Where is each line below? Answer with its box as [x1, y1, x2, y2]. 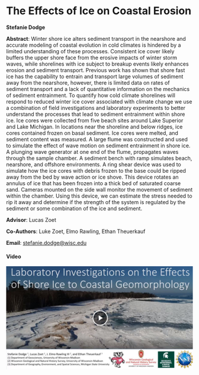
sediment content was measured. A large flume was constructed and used [6, 135, 188, 143]
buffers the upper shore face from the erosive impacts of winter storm [6, 54, 178, 61]
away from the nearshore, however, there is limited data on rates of [6, 79, 170, 86]
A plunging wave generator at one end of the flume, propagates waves [6, 148, 179, 155]
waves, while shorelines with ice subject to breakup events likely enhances [6, 60, 189, 67]
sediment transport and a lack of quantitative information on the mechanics [6, 85, 190, 92]
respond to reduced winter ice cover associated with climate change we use [6, 98, 192, 105]
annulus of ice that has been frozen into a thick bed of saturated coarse [6, 179, 181, 187]
